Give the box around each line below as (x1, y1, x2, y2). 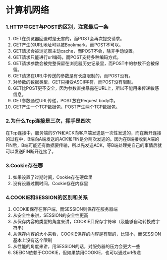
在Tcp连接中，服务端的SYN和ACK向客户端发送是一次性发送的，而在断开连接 (5, 130, 162, 135)
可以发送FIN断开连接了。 (5, 148, 56, 154)
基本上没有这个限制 (12, 237, 53, 243)
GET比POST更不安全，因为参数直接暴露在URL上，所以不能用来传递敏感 (12, 85, 159, 91)
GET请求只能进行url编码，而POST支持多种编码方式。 (12, 54, 121, 60)
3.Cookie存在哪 (5, 162, 43, 169)
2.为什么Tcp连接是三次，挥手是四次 (5, 118, 91, 125)
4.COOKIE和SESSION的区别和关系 (5, 194, 88, 201)
